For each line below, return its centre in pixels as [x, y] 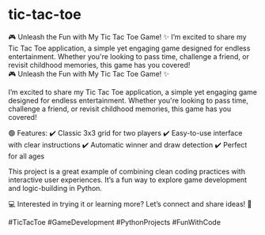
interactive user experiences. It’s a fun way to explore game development [128, 180]
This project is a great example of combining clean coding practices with [127, 171]
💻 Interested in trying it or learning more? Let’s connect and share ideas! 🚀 [130, 203]
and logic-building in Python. [55, 188]
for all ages [26, 156]
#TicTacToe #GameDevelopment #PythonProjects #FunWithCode [115, 222]
